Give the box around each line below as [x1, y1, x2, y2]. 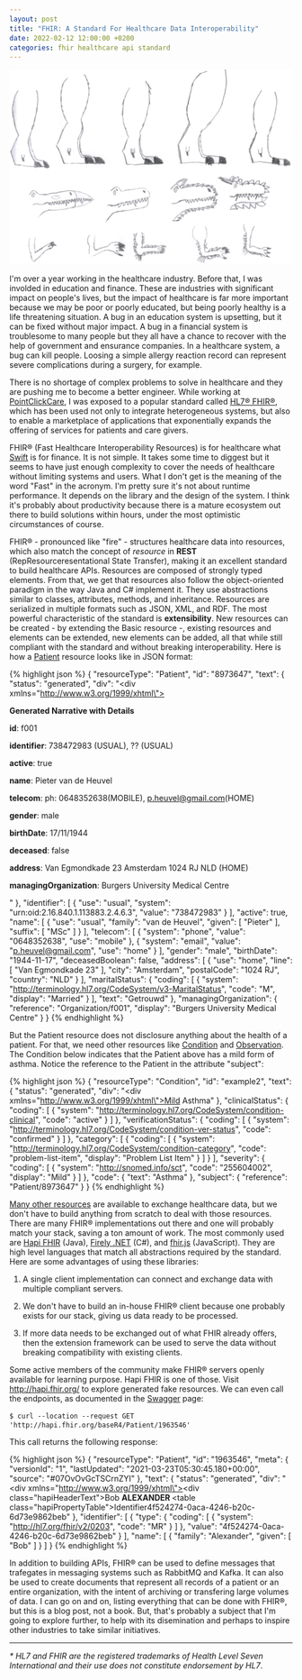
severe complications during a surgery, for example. [9, 359, 202, 370]
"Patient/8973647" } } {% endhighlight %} [9, 1181, 164, 1192]
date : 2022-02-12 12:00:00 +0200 [9, 33, 135, 42]
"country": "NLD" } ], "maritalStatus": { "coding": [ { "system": [9, 973, 239, 984]
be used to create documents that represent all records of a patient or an [9, 1576, 280, 1587]
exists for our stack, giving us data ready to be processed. [22, 1310, 238, 1320]
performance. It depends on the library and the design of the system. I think [9, 489, 290, 500]
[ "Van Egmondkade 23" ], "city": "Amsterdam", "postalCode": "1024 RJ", [9, 964, 280, 975]
